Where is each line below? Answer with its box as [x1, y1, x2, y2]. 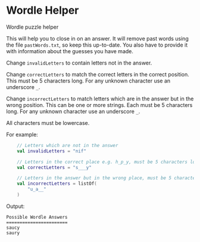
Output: [6, 203, 25, 210]
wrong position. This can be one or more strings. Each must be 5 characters [6, 101, 193, 108]
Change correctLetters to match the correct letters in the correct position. [6, 71, 189, 78]
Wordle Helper [6, 4, 79, 17]
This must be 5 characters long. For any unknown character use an [6, 77, 171, 84]
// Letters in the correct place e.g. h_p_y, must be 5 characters [17, 159, 187, 165]
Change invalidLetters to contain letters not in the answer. [6, 59, 152, 66]
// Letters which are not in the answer [17, 142, 118, 148]
